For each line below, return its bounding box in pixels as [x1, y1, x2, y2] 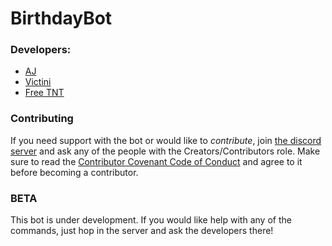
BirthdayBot [10, 7, 113, 30]
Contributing [10, 112, 74, 126]
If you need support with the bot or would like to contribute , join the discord [10, 134, 322, 146]
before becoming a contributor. [10, 166, 139, 178]
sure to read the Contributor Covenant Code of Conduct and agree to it [10, 155, 303, 167]
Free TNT [24, 87, 65, 99]
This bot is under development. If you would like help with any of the [10, 214, 292, 226]
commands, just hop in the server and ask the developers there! [10, 225, 274, 237]
